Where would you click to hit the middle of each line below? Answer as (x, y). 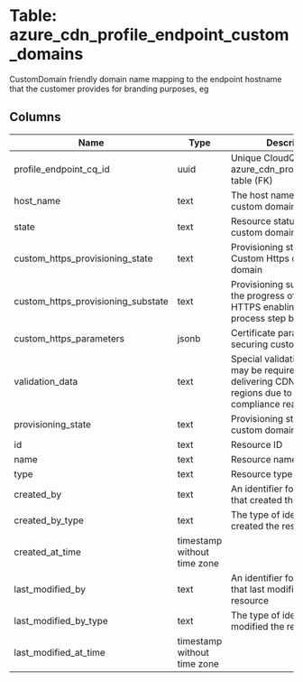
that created (256, 500)
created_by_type (49, 520)
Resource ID (257, 444)
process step (258, 318)
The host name (262, 195)
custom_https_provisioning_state (83, 258)
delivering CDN (263, 381)
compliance (256, 404)
